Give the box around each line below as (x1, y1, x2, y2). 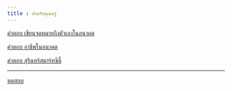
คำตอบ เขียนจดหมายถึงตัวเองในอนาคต (7, 29, 95, 37)
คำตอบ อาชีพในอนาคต (7, 42, 58, 51)
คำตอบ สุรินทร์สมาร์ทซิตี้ (7, 56, 62, 64)
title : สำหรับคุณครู (7, 10, 57, 17)
